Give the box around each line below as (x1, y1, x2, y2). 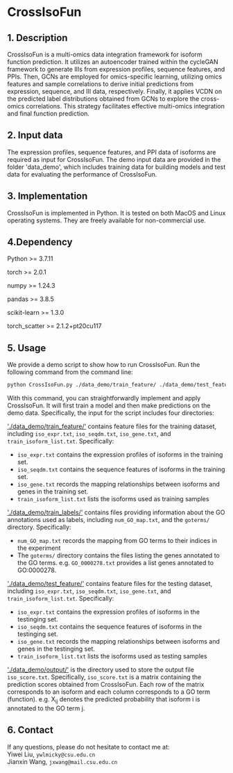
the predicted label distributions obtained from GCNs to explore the (7, 95, 200, 103)
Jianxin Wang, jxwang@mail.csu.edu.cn (7, 757, 118, 765)
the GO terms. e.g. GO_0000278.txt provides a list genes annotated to (17, 559, 214, 567)
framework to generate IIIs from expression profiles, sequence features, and (7, 65, 225, 73)
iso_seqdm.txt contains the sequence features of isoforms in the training (17, 465, 225, 473)
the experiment (17, 544, 61, 553)
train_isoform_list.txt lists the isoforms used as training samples (17, 495, 209, 503)
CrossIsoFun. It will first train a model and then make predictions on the (7, 401, 211, 410)
